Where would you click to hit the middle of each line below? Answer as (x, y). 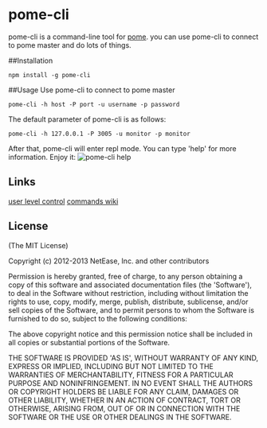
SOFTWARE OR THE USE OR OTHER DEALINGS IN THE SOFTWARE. (120, 417)
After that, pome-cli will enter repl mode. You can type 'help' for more (122, 148)
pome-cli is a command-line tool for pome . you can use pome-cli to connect (133, 37)
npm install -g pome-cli (49, 75)
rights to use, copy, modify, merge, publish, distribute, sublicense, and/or (128, 302)
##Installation (31, 60)
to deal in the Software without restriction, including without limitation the (128, 293)
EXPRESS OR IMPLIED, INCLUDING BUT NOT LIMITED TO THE (111, 366)
